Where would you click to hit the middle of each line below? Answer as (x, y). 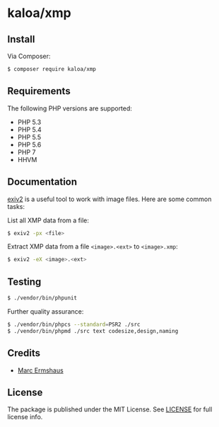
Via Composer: (29, 56)
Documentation (42, 182)
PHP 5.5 (29, 137)
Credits (24, 353)
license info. (25, 417)
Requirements (39, 91)
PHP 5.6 (29, 144)
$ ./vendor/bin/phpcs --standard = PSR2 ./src (74, 324)
